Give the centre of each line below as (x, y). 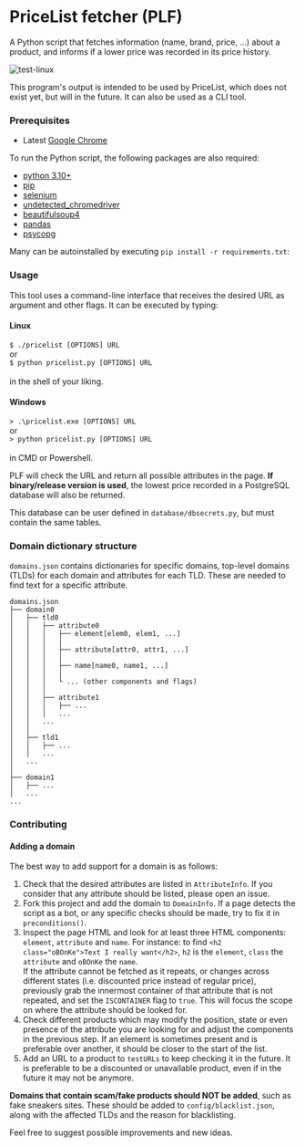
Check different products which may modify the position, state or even (155, 1020)
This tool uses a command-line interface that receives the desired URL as (147, 295)
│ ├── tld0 (34, 618)
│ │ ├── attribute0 (55, 626)
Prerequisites (40, 120)
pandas (37, 224)
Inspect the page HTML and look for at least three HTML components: (154, 933)
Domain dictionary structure (73, 546)
